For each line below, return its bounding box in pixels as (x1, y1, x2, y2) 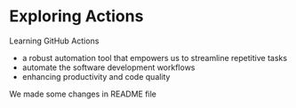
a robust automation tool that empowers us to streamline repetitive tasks (21, 52, 287, 63)
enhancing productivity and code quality (21, 71, 171, 81)
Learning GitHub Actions (9, 35, 100, 46)
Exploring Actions (9, 6, 144, 27)
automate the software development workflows (21, 62, 196, 73)
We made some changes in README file (9, 89, 157, 99)
